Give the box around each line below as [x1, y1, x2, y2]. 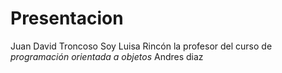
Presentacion [10, 7, 124, 30]
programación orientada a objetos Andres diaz [10, 50, 204, 62]
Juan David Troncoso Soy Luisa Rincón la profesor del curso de [10, 40, 273, 52]
